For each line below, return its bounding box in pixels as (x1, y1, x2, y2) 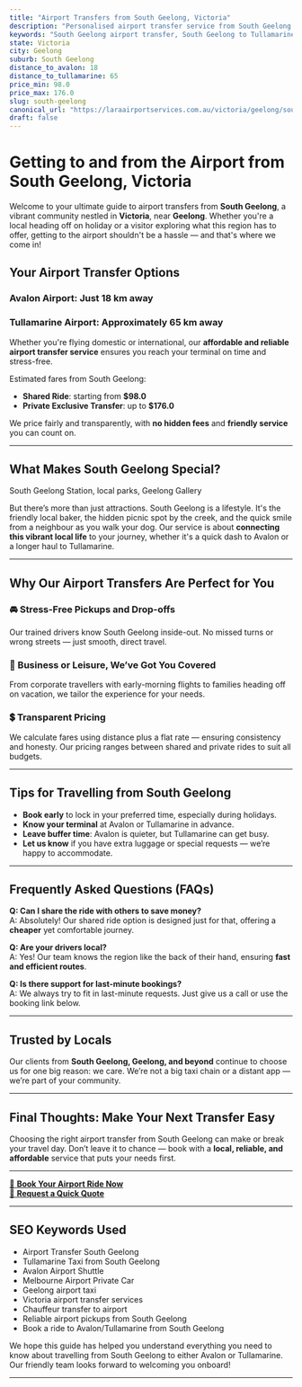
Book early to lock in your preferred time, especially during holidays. (22, 809, 277, 820)
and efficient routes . (9, 961, 87, 972)
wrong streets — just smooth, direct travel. (9, 636, 167, 647)
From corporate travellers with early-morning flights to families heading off (9, 680, 286, 690)
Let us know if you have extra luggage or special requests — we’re (22, 838, 271, 849)
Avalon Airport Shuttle (22, 1265, 105, 1276)
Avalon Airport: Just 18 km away (9, 292, 154, 305)
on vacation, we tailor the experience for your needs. (9, 689, 206, 699)
